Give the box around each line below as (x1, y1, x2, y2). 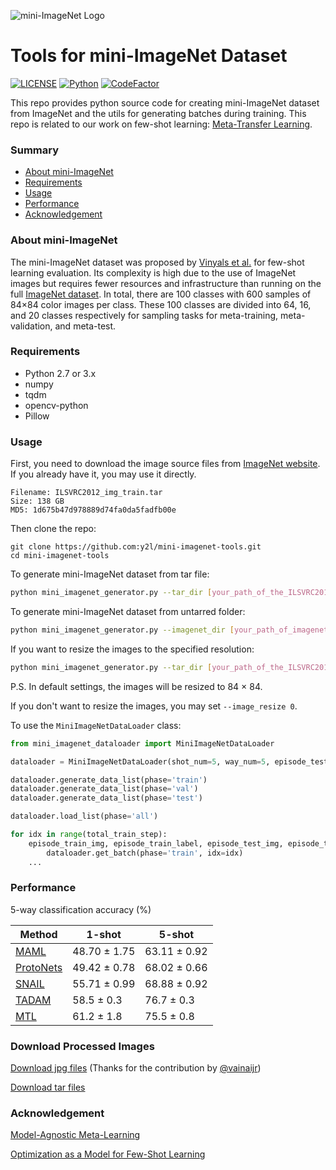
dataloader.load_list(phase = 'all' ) (10, 811, 159, 822)
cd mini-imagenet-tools (10, 551, 110, 561)
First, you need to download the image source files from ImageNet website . (10, 458, 321, 470)
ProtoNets (15, 960, 63, 974)
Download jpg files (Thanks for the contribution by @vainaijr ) (10, 1062, 262, 1074)
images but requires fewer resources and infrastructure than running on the (10, 277, 322, 289)
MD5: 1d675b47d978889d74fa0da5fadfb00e (10, 505, 177, 515)
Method (19, 927, 58, 941)
